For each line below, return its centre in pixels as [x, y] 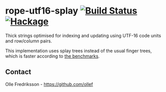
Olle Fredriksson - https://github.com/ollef [49, 84]
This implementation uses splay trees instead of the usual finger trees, [78, 51]
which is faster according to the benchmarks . [52, 56]
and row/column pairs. [29, 41]
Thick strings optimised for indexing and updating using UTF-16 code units [83, 35]
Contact [18, 72]
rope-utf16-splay [42, 11]
